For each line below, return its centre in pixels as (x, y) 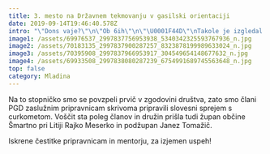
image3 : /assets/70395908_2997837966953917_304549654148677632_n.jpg (129, 53)
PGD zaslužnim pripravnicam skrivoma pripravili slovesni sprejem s (120, 108)
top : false (27, 69)
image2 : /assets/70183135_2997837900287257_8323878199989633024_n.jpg (130, 46)
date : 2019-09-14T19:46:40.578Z (63, 24)
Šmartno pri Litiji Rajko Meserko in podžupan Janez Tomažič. (110, 125)
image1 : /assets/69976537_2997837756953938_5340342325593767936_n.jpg (130, 38)
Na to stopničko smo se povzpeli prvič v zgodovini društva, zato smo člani (133, 99)
